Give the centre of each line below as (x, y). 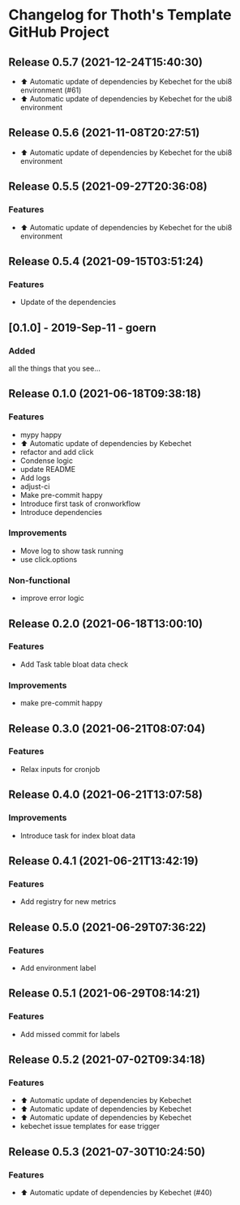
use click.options (49, 559)
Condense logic (46, 461)
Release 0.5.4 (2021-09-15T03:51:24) (106, 261)
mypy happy (41, 435)
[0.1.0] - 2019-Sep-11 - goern (82, 327)
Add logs (35, 478)
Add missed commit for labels (70, 1034)
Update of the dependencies (68, 302)
